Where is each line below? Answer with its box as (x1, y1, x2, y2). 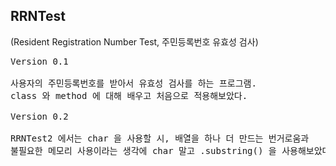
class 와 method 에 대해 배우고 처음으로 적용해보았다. (10, 90, 248, 101)
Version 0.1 (10, 55, 69, 67)
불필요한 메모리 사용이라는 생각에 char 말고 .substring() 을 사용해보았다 (10, 145, 331, 156)
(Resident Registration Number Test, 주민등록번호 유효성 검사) (10, 35, 259, 48)
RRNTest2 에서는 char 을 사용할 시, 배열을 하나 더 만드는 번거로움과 (10, 132, 310, 144)
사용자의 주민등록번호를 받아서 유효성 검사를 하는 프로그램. (10, 77, 257, 89)
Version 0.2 (10, 110, 69, 122)
